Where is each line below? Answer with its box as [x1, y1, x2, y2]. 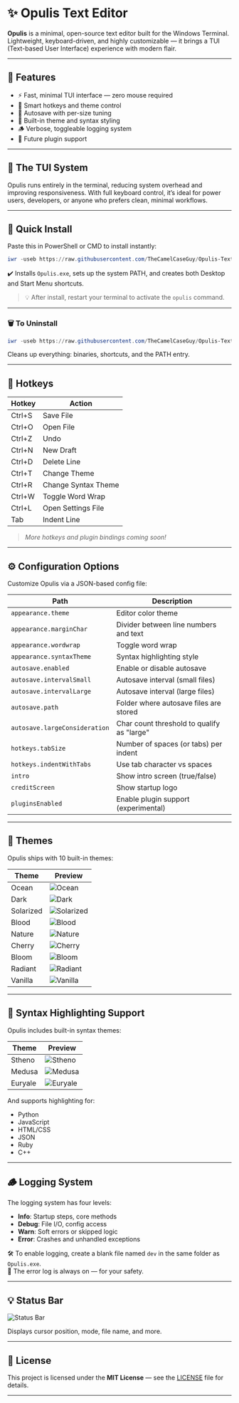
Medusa [11, 1066, 38, 1076]
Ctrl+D [11, 457, 33, 467]
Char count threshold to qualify [116, 719, 221, 729]
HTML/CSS [17, 1125, 51, 1134]
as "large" [116, 728, 150, 738]
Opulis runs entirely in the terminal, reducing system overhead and [7, 180, 203, 189]
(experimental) [116, 803, 166, 813]
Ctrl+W [11, 491, 36, 501]
